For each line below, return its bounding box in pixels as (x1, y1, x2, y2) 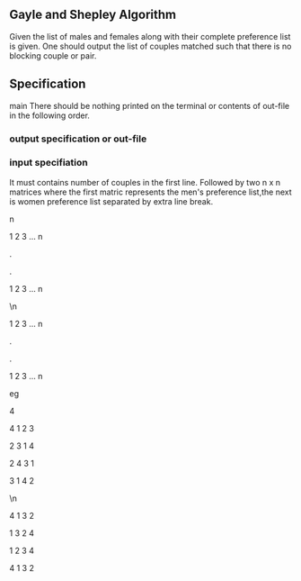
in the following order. (9, 110, 90, 121)
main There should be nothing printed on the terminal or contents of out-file (9, 100, 290, 111)
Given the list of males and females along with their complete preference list (9, 31, 291, 41)
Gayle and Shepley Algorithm (9, 7, 177, 23)
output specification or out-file (9, 132, 147, 145)
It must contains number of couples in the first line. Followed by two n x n (9, 177, 281, 187)
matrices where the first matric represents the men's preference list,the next (9, 186, 292, 197)
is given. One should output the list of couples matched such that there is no (9, 41, 292, 51)
